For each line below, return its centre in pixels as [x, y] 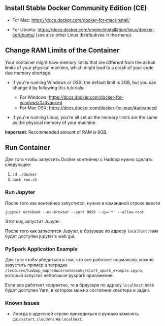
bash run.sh [24, 180]
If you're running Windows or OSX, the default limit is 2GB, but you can [84, 82]
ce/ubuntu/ [23, 35]
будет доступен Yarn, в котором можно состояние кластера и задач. [78, 290]
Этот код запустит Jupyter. [33, 221]
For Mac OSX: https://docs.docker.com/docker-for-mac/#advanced [88, 108]
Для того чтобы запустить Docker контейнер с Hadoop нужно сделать [79, 160]
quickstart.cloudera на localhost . [48, 319]
